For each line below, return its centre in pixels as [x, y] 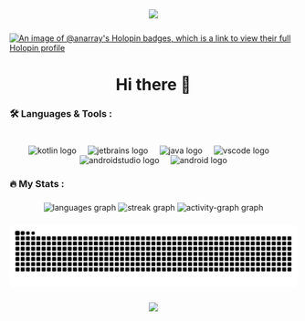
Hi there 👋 [153, 85]
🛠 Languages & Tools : [61, 114]
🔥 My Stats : [37, 183]
